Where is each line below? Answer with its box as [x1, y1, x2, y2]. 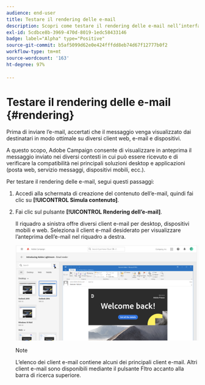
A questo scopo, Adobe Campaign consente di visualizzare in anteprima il [6, 147, 192, 154]
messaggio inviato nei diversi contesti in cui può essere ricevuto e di [6, 153, 178, 160]
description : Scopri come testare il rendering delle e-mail [6, 23, 165, 29]
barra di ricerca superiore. [15, 372, 81, 379]
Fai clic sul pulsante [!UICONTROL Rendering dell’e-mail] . [15, 208, 163, 215]
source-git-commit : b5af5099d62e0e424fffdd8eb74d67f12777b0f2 [6, 42, 168, 48]
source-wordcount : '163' [6, 55, 70, 61]
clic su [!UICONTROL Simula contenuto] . [15, 196, 120, 204]
